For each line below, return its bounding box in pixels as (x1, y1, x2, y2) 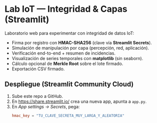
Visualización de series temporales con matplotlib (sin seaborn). (11, 55, 143, 61)
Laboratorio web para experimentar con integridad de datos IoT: (4, 30, 134, 36)
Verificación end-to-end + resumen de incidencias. (11, 50, 116, 56)
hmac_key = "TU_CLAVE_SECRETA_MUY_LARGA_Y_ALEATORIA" (11, 113, 125, 118)
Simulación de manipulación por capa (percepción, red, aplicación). (11, 45, 149, 51)
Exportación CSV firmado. (11, 65, 65, 72)
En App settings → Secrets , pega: (11, 103, 80, 109)
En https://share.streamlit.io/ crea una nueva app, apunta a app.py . (11, 98, 147, 104)
